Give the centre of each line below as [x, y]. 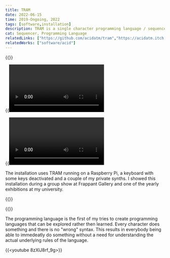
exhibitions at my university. [34, 189]
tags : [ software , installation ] [38, 24]
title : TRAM [18, 10]
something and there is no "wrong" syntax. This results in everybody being [83, 229]
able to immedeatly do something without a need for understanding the [79, 235]
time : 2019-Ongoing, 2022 [32, 19]
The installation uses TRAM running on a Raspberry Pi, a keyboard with [79, 173]
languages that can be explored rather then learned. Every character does [82, 224]
